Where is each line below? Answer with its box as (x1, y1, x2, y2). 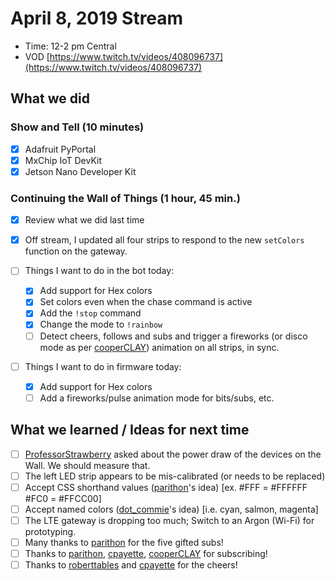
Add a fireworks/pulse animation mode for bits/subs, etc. (39, 392, 275, 404)
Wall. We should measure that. (24, 459, 151, 471)
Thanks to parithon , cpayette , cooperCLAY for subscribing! (24, 547, 268, 559)
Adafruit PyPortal (24, 143, 97, 155)
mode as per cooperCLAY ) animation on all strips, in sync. (39, 341, 280, 353)
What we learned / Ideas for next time (10, 422, 250, 439)
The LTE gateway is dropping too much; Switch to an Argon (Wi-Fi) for (24, 514, 315, 526)
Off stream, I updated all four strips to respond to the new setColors (24, 234, 305, 246)
